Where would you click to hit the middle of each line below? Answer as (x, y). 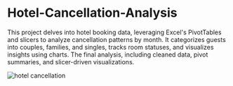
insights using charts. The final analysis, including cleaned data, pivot (108, 55)
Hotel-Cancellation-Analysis (92, 13)
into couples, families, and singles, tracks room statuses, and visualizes (111, 47)
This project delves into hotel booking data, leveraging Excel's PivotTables (115, 32)
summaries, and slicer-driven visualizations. (71, 62)
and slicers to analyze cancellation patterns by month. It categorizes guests (116, 39)
